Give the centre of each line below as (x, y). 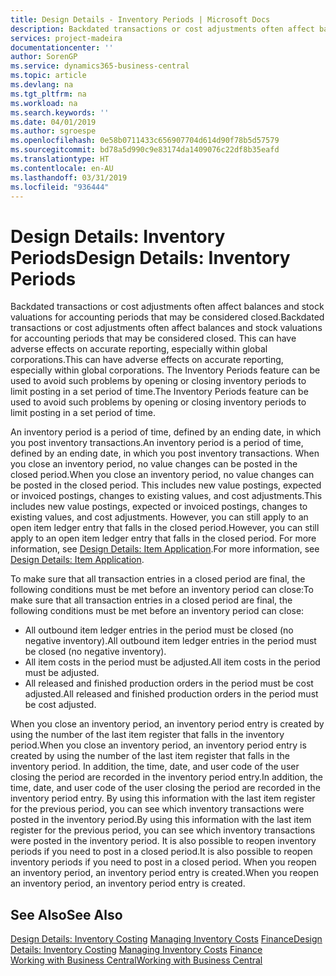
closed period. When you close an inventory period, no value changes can (162, 475)
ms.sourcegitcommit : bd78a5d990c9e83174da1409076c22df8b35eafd (145, 150)
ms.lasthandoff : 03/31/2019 (69, 177)
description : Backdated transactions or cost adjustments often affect (162, 29)
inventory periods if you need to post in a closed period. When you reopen (163, 862)
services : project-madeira (66, 38)
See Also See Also (66, 914)
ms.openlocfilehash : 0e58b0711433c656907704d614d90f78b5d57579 (145, 141)
